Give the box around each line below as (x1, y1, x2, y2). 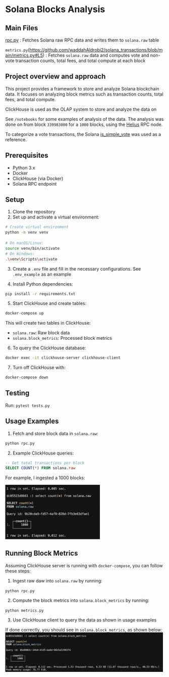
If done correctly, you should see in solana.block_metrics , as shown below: (5, 626, 162, 633)
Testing (5, 389, 30, 397)
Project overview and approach (5, 72, 106, 81)
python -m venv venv (5, 230, 49, 235)
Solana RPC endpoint (12, 180, 57, 187)
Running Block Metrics (5, 549, 78, 558)
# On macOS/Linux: (5, 241, 44, 246)
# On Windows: (5, 251, 35, 256)
